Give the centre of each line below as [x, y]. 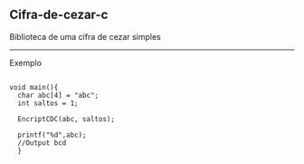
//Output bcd [42, 143]
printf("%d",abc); [52, 135]
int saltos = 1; [48, 103]
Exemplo [26, 63]
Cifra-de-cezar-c [59, 15]
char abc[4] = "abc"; [58, 95]
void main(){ [34, 87]
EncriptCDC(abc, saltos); [66, 119]
